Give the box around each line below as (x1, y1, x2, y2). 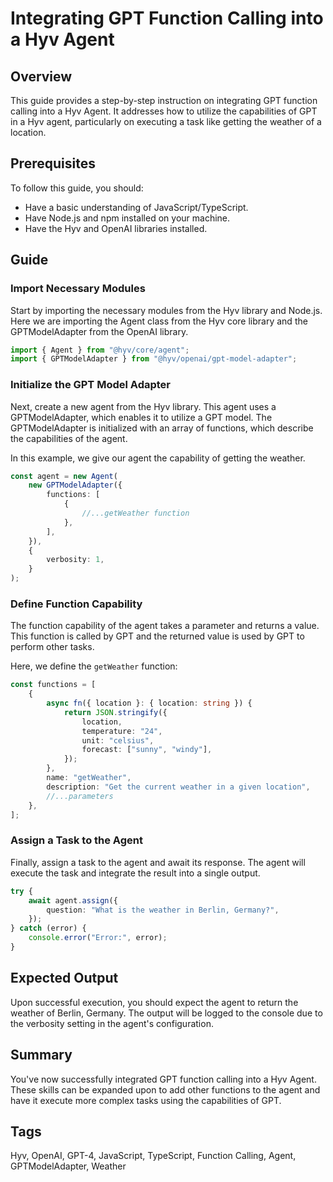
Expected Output (10, 970, 119, 987)
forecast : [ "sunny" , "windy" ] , (81, 745, 213, 755)
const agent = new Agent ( (10, 471, 118, 481)
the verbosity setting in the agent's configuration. (10, 1017, 214, 1029)
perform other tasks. (10, 641, 95, 653)
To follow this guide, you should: (10, 182, 144, 194)
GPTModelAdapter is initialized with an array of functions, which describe (10, 422, 314, 434)
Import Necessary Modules (10, 282, 146, 296)
